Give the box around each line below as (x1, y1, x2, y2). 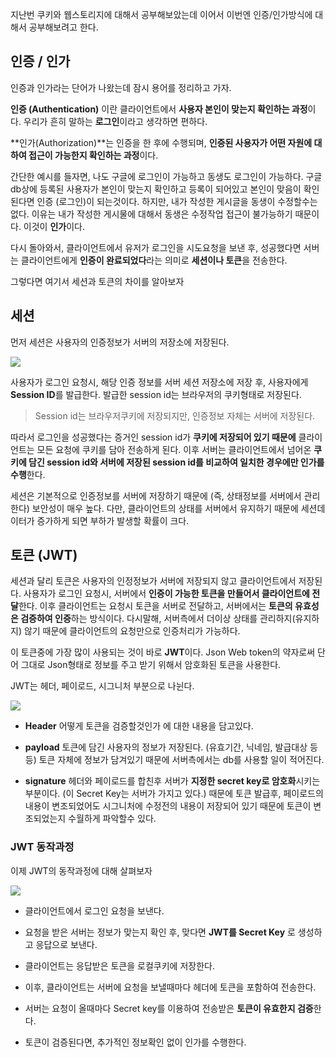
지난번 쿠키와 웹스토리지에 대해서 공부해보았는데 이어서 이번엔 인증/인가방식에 (10, 9, 313, 20)
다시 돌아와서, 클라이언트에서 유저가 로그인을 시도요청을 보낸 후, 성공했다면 (10, 241, 302, 253)
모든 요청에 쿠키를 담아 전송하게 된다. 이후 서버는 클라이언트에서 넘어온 (36, 443, 312, 455)
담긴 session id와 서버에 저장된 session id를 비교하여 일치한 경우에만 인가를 (28, 456, 325, 468)
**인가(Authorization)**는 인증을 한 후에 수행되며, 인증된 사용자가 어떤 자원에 (10, 136, 313, 148)
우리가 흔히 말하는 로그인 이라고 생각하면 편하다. (23, 115, 208, 127)
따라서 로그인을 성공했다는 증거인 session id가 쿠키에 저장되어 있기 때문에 (10, 431, 297, 443)
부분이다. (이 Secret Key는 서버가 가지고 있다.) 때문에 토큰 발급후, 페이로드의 (24, 788, 324, 800)
